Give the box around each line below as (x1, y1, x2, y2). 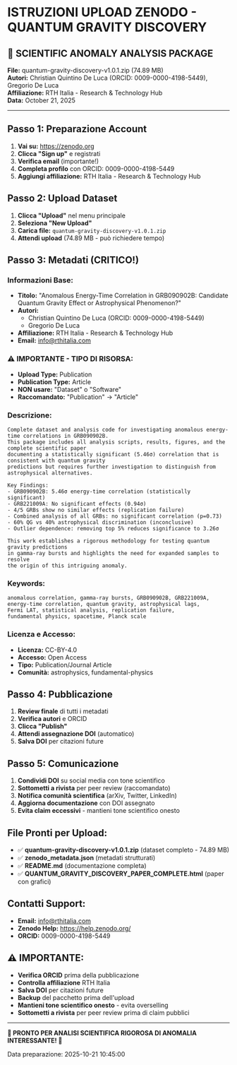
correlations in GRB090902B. (23, 432, 109, 439)
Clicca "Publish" (17, 722, 68, 731)
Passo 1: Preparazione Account (7, 123, 147, 135)
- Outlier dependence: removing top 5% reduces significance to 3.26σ (7, 525, 219, 532)
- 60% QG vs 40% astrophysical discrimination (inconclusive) (7, 518, 194, 526)
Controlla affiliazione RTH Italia (17, 978, 111, 987)
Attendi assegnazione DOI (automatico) (17, 730, 135, 738)
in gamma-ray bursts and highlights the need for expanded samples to (7, 549, 219, 557)
